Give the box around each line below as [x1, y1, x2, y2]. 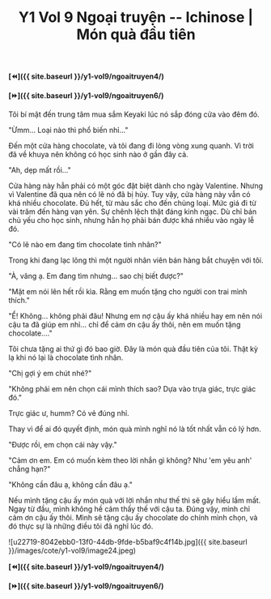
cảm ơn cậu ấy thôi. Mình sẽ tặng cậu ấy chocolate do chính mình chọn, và [8, 513, 258, 523]
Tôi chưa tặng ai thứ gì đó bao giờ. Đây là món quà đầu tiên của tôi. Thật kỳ [8, 344, 259, 354]
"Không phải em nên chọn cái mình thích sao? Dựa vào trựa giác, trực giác [8, 384, 256, 394]
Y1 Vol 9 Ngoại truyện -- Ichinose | [19, 8, 253, 27]
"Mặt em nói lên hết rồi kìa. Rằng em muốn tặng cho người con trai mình [8, 287, 248, 297]
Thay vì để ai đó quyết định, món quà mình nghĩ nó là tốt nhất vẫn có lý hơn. [8, 424, 261, 434]
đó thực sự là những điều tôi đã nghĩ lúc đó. [8, 521, 154, 531]
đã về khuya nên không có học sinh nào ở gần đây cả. [8, 150, 188, 160]
